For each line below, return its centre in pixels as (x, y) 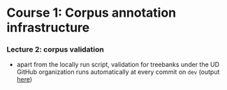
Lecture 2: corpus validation (55, 50)
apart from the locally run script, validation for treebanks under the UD (118, 65)
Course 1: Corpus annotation (91, 13)
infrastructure (48, 28)
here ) (24, 80)
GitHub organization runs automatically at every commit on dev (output (118, 72)
